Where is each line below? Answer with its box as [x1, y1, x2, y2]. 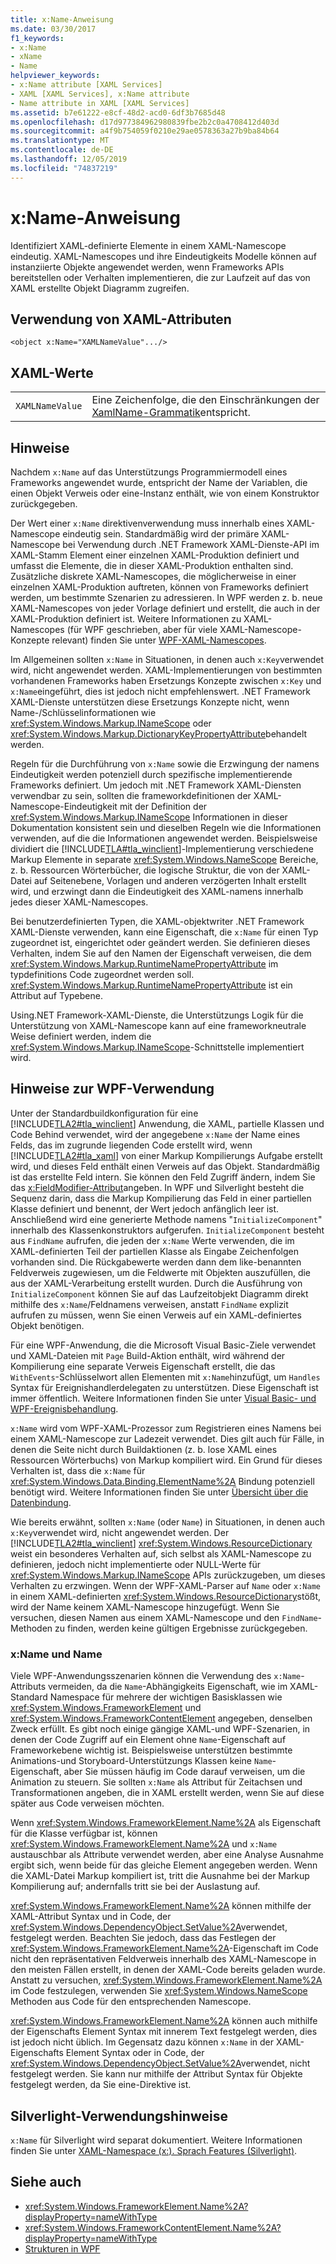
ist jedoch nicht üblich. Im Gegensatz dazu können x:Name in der [10, 2036, 275, 2048]
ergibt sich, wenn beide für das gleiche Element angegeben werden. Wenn [10, 1859, 318, 1871]
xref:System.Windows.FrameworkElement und [10, 1702, 202, 1714]
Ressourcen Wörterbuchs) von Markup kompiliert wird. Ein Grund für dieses [10, 1454, 323, 1466]
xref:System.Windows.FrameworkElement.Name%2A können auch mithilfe [10, 2015, 318, 2027]
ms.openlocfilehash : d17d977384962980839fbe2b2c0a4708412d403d [10, 117, 280, 127]
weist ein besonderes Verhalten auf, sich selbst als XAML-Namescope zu [10, 1547, 312, 1560]
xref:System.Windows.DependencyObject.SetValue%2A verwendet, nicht [10, 2057, 311, 2070]
